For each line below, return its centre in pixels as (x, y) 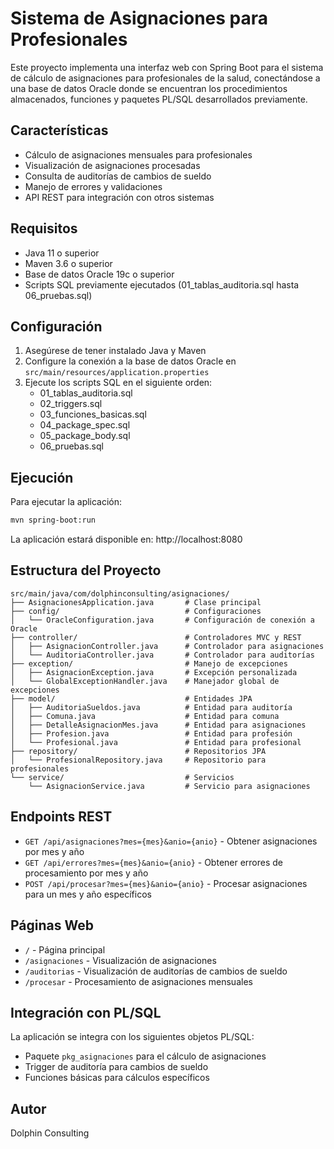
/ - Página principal (65, 949)
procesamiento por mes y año (86, 873)
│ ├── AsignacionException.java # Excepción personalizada (154, 672)
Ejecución (42, 477)
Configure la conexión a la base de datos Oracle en (130, 361)
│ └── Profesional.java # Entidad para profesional (156, 742)
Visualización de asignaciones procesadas (112, 165)
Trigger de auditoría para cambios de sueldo (116, 1067)
